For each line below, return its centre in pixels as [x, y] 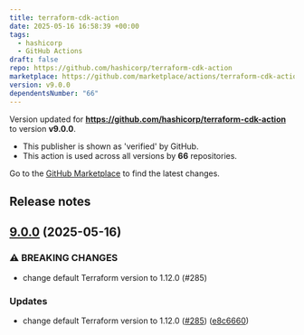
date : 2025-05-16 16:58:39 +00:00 [75, 26]
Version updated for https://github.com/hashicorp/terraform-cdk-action [148, 119]
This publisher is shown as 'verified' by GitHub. [110, 146]
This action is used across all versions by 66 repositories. [130, 155]
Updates [28, 301]
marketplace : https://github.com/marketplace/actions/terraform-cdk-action [155, 77]
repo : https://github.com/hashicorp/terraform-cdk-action [121, 69]
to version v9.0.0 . [43, 128]
